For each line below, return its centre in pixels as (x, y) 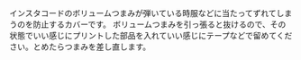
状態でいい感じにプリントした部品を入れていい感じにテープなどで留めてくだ (151, 35)
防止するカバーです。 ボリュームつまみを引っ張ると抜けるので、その (160, 24)
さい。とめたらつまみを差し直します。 (80, 47)
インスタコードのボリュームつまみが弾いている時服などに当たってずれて (143, 13)
